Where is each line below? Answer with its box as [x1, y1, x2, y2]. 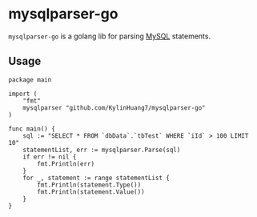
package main [8, 75, 52, 84]
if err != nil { [22, 153, 78, 161]
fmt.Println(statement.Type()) [37, 181, 142, 189]
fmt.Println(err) [37, 159, 94, 168]
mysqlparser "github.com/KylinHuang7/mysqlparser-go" [22, 103, 206, 112]
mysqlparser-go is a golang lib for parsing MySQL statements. [8, 31, 211, 41]
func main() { [8, 125, 56, 133]
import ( [8, 90, 38, 98]
